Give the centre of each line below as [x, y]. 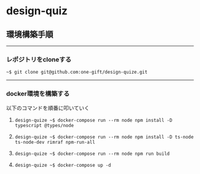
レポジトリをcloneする [39, 59]
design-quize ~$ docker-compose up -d [63, 165]
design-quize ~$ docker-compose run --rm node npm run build [92, 154]
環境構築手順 [30, 34]
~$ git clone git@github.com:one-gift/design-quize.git [77, 72]
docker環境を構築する [38, 94]
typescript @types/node [44, 125]
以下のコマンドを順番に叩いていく [48, 107]
